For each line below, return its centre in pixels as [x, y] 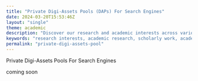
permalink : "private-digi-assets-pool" [55, 44]
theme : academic [26, 28]
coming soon [22, 72]
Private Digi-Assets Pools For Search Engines [61, 60]
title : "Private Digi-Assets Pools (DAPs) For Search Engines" [85, 11]
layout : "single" [27, 22]
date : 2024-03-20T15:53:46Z [41, 17]
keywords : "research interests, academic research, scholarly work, [92, 38]
